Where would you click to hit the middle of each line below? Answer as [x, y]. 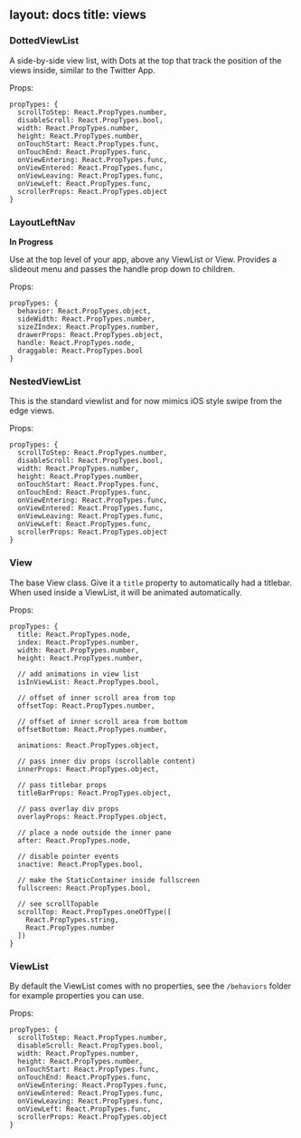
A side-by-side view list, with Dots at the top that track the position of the [146, 60]
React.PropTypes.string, [72, 920]
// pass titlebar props [62, 785]
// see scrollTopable [58, 904]
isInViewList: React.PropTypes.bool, [89, 682]
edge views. [32, 410]
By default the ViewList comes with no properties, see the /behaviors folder [150, 986]
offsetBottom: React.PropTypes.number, [93, 729]
